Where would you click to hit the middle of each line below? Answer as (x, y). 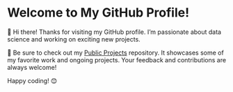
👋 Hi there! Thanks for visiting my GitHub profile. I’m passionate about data (114, 32)
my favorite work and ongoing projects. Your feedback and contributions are (117, 59)
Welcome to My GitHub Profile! (98, 13)
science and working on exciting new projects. (74, 39)
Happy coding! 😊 (32, 80)
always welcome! (32, 67)
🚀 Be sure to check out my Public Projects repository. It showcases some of (115, 53)
